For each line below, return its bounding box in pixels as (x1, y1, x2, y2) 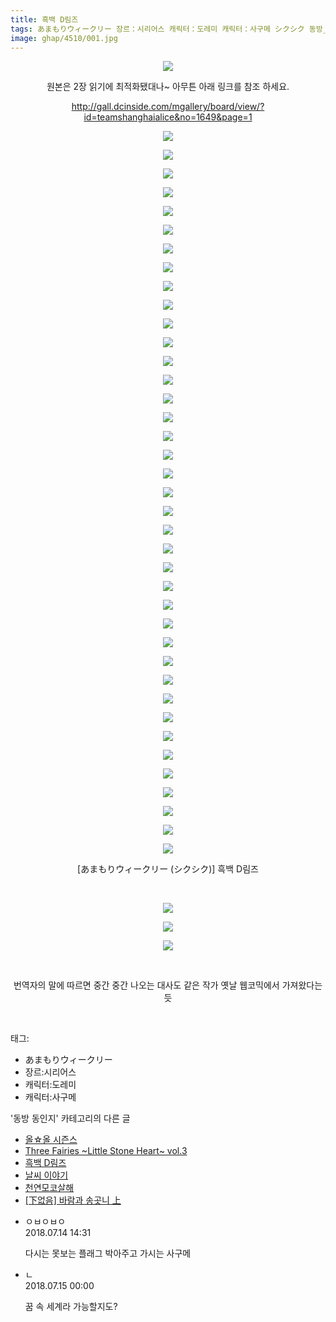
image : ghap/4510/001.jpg (10, 33, 118, 43)
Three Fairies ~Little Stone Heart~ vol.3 (24, 1145, 188, 1157)
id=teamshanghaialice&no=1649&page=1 (83, 111, 253, 123)
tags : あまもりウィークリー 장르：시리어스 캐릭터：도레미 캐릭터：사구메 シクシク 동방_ (10, 24, 328, 34)
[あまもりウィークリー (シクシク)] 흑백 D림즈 (77, 863, 259, 875)
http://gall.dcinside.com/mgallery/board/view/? (71, 101, 265, 113)
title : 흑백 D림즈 (10, 14, 79, 25)
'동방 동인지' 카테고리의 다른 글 (10, 1112, 131, 1125)
